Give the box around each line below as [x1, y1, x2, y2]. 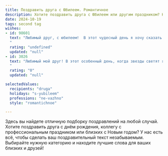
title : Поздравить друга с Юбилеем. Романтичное [5, 7, 108, 13]
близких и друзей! [5, 145, 44, 151]
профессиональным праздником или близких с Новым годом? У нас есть [5, 129, 163, 135]
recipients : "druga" [9, 86, 52, 91]
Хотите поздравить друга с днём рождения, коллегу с [5, 124, 121, 130]
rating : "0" [9, 68, 35, 73]
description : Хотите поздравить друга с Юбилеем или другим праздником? [5, 12, 160, 17]
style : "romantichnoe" [9, 100, 57, 105]
